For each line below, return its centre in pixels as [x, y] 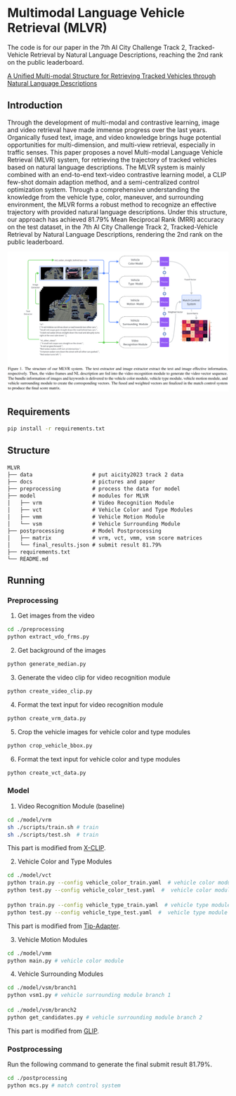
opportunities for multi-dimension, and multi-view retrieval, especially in [111, 145]
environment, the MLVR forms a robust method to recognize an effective [112, 204]
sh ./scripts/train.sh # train [53, 827]
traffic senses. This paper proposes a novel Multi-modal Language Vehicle [115, 152]
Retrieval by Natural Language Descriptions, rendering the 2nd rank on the [115, 234]
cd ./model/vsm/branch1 [42, 988]
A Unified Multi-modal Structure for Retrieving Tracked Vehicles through [112, 76]
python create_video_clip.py [50, 691]
